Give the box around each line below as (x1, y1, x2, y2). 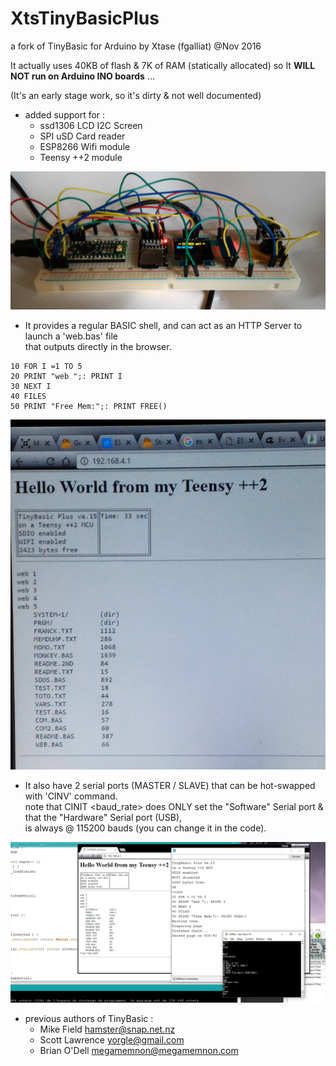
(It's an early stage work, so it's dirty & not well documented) (10, 89, 262, 101)
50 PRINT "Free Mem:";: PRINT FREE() (10, 402, 168, 412)
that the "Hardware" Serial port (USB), (24, 811, 183, 823)
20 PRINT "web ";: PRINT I (10, 372, 123, 382)
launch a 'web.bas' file (24, 330, 118, 342)
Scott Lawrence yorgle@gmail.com (39, 1034, 185, 1046)
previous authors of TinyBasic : (24, 1013, 154, 1025)
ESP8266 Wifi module (39, 140, 131, 152)
